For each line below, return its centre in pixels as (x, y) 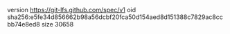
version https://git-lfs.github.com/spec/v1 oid (72, 10)
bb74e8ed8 (24, 24)
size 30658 (57, 24)
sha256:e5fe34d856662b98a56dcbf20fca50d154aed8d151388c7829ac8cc (115, 17)
